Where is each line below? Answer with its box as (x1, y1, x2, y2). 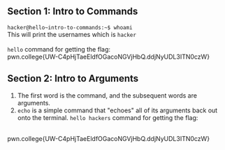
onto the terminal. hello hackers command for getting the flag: (17, 113, 198, 121)
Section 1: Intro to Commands (7, 6, 138, 17)
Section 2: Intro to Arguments (7, 73, 139, 84)
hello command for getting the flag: (7, 45, 110, 53)
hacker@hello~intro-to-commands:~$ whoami (7, 24, 133, 31)
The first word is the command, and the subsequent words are (17, 91, 198, 100)
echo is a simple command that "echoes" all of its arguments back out (17, 106, 218, 114)
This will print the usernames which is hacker (7, 30, 136, 38)
